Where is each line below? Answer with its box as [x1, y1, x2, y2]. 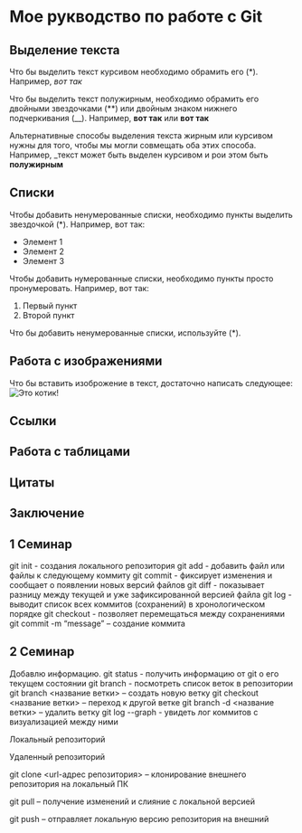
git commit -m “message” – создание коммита [9, 618, 185, 629]
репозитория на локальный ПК [9, 778, 129, 789]
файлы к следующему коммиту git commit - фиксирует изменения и [9, 570, 273, 581]
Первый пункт [22, 300, 78, 311]
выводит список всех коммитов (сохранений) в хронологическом [9, 599, 265, 610]
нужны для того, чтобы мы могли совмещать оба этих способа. [9, 140, 257, 150]
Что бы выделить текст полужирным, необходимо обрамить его [9, 93, 260, 104]
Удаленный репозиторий [9, 751, 106, 762]
